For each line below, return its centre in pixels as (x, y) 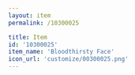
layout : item (30, 15)
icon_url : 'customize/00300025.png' (68, 59)
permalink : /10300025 (44, 23)
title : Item (28, 37)
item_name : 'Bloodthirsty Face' (61, 52)
